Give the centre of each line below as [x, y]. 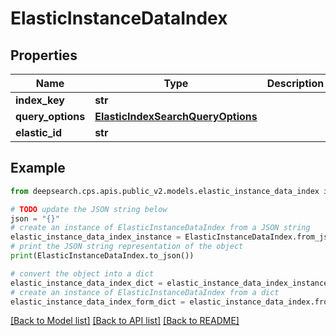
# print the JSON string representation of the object [127, 247]
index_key [40, 100]
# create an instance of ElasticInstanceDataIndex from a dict [145, 292]
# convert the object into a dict [82, 273]
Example [38, 168]
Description [295, 83]
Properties [44, 55]
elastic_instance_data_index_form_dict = [98, 302]
